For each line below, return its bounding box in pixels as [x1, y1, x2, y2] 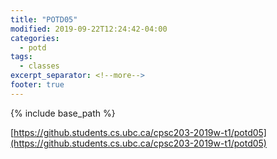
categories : [10, 33, 60, 43]
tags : [10, 52, 33, 62]
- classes [19, 61, 60, 71]
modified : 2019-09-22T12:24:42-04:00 [10, 24, 168, 34]
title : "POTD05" [10, 14, 78, 25]
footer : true [10, 80, 65, 90]
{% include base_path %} [10, 107, 116, 119]
